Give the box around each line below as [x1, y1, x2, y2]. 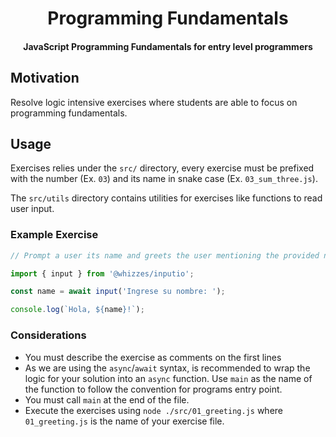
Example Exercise [10, 228, 99, 242]
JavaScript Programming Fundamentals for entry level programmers [23, 40, 313, 52]
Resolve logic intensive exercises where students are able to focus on [10, 96, 298, 108]
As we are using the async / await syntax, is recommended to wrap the [24, 362, 311, 374]
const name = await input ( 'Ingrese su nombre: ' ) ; [10, 287, 226, 297]
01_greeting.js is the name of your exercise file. [24, 415, 225, 427]
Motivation [10, 70, 80, 87]
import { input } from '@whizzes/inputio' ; [10, 268, 195, 279]
